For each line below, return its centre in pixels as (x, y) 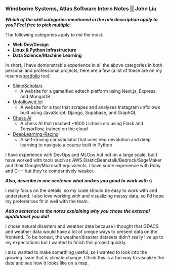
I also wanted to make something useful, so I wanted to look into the (76, 252)
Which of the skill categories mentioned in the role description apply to (81, 20)
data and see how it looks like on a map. (47, 263)
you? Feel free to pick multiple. (38, 25)
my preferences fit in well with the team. (47, 201)
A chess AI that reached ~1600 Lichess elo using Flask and (81, 124)
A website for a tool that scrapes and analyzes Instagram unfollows (90, 107)
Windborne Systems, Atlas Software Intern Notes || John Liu (81, 9)
